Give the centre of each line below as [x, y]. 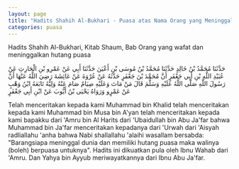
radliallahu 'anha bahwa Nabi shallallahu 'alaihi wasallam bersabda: [106, 135]
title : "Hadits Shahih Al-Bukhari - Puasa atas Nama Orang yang [105, 21]
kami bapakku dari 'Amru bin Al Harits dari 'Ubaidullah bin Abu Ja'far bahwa [119, 120]
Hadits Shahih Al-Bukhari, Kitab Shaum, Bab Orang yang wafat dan [106, 48]
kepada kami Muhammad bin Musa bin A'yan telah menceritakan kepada [114, 113]
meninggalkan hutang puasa [50, 55]
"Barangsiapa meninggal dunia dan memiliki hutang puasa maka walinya [113, 143]
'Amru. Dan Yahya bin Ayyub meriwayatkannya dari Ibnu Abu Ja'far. [106, 158]
